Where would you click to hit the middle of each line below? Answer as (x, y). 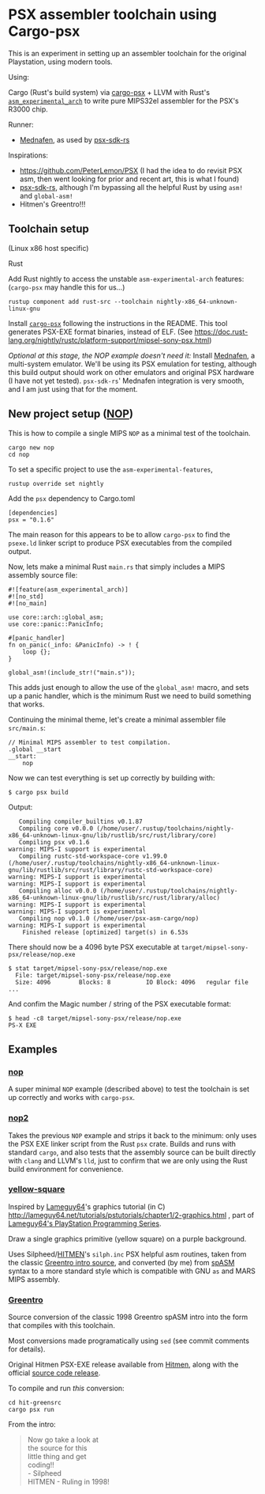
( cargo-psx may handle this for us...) (67, 287)
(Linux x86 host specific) (49, 248)
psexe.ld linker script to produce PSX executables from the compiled (120, 543)
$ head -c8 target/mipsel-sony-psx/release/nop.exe (95, 1018)
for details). (27, 1349)
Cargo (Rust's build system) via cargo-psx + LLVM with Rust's (109, 92)
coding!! (41, 1465)
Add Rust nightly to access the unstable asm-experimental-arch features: (126, 279)
